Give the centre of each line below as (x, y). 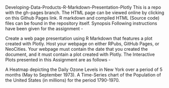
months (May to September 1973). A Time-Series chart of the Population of (83, 75)
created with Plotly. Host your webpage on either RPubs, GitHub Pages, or (82, 44)
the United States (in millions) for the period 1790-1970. (63, 80)
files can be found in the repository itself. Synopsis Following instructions (81, 23)
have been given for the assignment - (44, 29)
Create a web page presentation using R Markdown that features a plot (79, 38)
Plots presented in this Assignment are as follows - (58, 60)
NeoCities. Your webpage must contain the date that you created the (76, 49)
